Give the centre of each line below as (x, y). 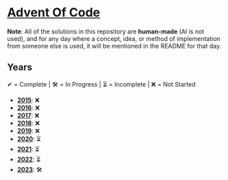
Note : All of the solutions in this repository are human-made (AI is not (106, 31)
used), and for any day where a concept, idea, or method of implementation (114, 38)
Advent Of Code (54, 13)
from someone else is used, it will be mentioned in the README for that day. (114, 46)
